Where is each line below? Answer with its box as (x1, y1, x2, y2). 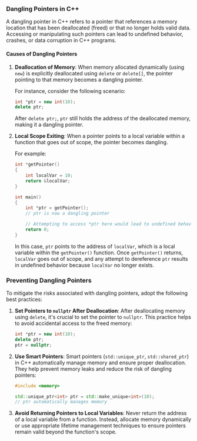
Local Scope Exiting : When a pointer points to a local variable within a (14, 132, 185, 140)
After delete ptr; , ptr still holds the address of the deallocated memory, (14, 115, 191, 122)
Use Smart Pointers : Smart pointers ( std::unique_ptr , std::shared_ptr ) (14, 353, 189, 360)
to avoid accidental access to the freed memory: (14, 320, 132, 327)
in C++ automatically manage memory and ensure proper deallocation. (14, 359, 186, 366)
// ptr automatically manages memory (14, 399, 108, 405)
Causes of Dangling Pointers (6, 50, 78, 57)
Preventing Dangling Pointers (6, 276, 92, 284)
